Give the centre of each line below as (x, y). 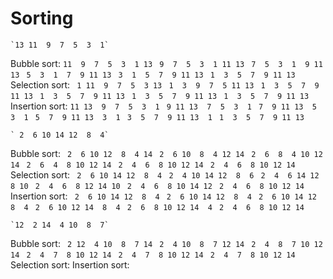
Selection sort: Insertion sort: (70, 264)
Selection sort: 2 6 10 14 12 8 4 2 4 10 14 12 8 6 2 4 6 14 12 (165, 174)
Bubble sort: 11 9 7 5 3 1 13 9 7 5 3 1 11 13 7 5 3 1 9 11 (166, 63)
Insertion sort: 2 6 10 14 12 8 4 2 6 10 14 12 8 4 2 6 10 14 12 (163, 196)
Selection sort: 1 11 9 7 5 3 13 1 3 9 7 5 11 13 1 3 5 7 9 (165, 84)
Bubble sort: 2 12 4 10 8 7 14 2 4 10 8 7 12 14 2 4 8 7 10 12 (166, 243)
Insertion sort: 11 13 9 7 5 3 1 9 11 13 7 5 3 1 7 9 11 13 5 (163, 106)
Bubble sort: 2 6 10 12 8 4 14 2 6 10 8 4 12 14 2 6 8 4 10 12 (166, 153)
